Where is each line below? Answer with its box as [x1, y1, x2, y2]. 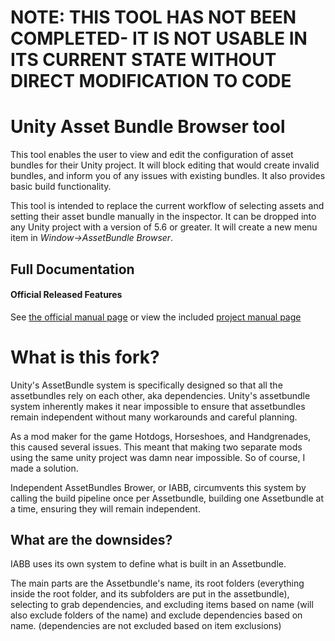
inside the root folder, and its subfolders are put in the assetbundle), [10, 588, 290, 600]
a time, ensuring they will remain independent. [10, 502, 201, 515]
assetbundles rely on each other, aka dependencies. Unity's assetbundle [10, 389, 311, 401]
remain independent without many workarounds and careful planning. [10, 411, 298, 423]
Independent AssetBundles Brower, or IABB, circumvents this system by [10, 481, 307, 493]
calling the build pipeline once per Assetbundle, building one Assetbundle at [10, 492, 324, 504]
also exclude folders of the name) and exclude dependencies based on [10, 609, 303, 621]
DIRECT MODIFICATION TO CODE [10, 70, 292, 93]
